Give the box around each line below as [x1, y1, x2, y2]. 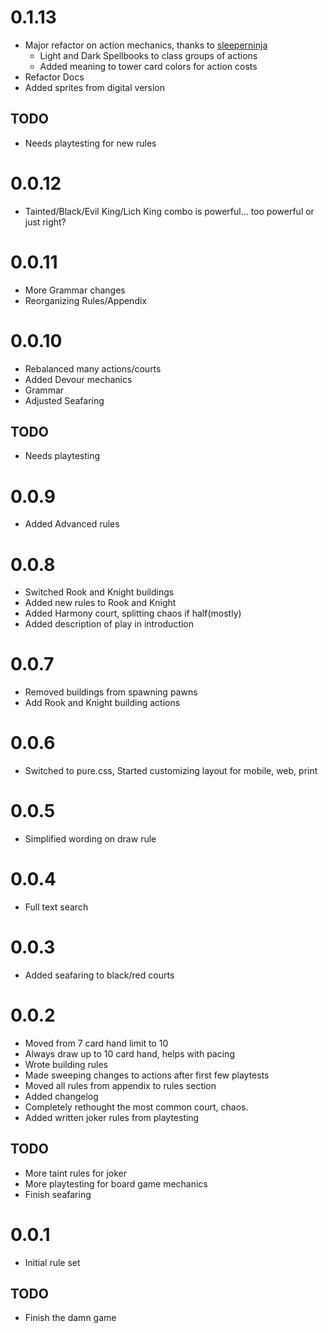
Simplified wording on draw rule [24, 833, 157, 845]
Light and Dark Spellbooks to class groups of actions [39, 49, 258, 61]
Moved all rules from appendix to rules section [24, 1079, 217, 1091]
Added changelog [24, 1090, 99, 1102]
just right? [24, 216, 67, 228]
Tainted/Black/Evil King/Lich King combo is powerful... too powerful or [24, 205, 315, 217]
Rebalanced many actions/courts [24, 362, 162, 375]
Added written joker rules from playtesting [24, 1111, 200, 1123]
